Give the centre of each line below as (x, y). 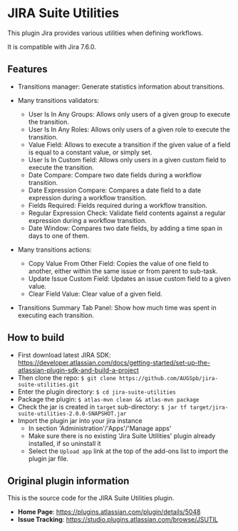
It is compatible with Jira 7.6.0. (52, 46)
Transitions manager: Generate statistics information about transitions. (121, 86)
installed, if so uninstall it (64, 443)
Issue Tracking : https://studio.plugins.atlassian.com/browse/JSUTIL (118, 520)
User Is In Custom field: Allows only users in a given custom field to (127, 159)
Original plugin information (68, 481)
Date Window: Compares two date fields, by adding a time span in (125, 228)
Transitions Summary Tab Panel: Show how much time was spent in (117, 307)
